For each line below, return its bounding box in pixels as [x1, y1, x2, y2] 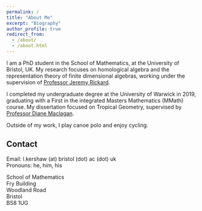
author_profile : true [6, 25, 61, 32]
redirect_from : [6, 32, 45, 38]
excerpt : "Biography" [6, 20, 61, 26]
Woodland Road [6, 186, 47, 193]
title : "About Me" [6, 15, 53, 21]
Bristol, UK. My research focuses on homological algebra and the [6, 65, 170, 73]
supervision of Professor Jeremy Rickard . [6, 78, 111, 85]
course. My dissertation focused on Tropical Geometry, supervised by [6, 103, 182, 110]
